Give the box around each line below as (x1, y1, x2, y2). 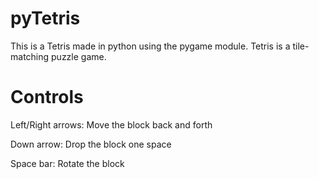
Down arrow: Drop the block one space (10, 138, 172, 150)
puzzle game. (51, 50, 107, 62)
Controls (10, 86, 84, 109)
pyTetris (10, 7, 81, 30)
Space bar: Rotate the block (10, 157, 125, 169)
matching (10, 50, 50, 62)
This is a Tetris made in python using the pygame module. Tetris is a (10, 40, 291, 52)
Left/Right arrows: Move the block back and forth (10, 118, 213, 131)
